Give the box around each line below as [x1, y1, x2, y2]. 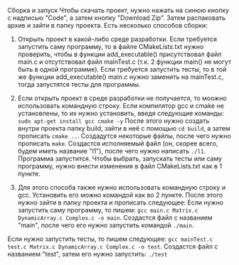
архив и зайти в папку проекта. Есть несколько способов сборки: [7, 21, 208, 29]
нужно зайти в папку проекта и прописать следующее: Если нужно [17, 198, 224, 207]
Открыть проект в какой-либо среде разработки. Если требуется [17, 35, 218, 43]
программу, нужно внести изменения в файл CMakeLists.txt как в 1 [17, 162, 223, 170]
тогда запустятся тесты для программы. [17, 80, 141, 88]
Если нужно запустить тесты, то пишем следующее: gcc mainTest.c [7, 234, 213, 243]
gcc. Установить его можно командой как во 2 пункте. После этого [17, 191, 223, 199]
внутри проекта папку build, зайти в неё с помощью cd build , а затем [17, 124, 230, 132]
